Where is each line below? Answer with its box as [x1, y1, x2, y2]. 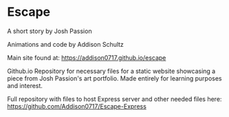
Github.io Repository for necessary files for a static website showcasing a [7, 67, 216, 75]
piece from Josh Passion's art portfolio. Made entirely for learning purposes [7, 74, 222, 83]
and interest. [7, 81, 43, 89]
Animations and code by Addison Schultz [7, 40, 124, 48]
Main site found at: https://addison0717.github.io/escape [7, 53, 166, 62]
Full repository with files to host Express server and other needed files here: [7, 94, 222, 103]
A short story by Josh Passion [7, 27, 92, 35]
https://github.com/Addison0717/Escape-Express [7, 102, 146, 110]
